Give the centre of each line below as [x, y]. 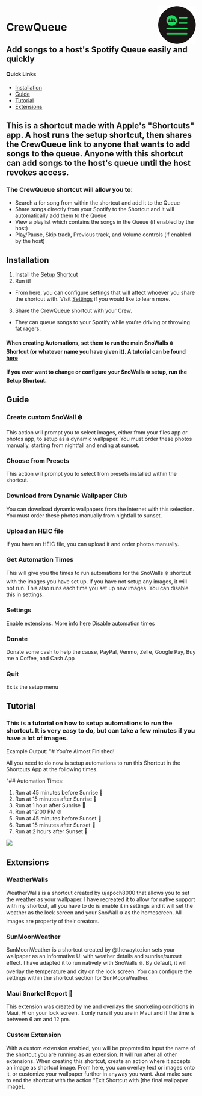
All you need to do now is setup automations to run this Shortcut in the [93, 763]
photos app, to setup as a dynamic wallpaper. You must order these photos [99, 439]
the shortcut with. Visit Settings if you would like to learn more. [93, 299]
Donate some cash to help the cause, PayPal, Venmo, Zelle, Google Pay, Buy [101, 651]
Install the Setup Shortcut [46, 275]
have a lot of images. [37, 738]
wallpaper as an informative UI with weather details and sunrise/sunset [94, 956]
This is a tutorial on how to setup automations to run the [89, 723]
